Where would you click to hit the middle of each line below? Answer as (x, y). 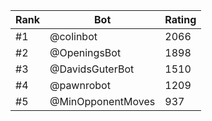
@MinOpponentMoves (102, 101)
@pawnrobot (80, 85)
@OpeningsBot (85, 52)
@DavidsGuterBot (92, 69)
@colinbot (73, 36)
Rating (180, 19)
